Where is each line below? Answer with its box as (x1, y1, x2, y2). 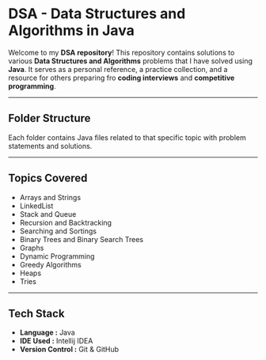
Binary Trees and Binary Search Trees (19, 234, 144, 244)
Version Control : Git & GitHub (19, 345, 120, 354)
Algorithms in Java (8, 21, 135, 40)
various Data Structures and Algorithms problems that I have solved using (8, 56, 253, 66)
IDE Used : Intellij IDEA (19, 336, 93, 346)
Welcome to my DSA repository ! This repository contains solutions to (8, 47, 235, 57)
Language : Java (19, 328, 75, 337)
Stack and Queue (19, 209, 77, 218)
